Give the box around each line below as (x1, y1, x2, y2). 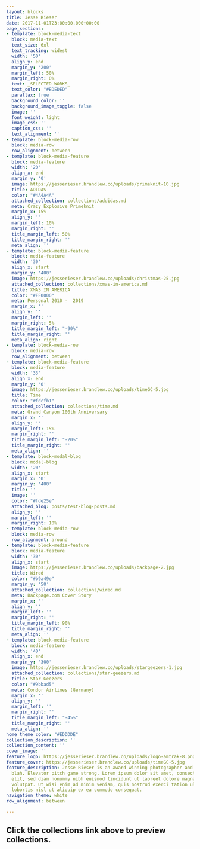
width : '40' (11, 648, 42, 654)
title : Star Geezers (11, 676, 62, 682)
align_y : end (11, 59, 44, 65)
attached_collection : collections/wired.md (11, 587, 121, 593)
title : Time (11, 392, 42, 398)
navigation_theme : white (6, 793, 68, 799)
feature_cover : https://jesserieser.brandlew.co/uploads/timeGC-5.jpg (6, 759, 185, 765)
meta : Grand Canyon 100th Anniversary (11, 409, 108, 415)
